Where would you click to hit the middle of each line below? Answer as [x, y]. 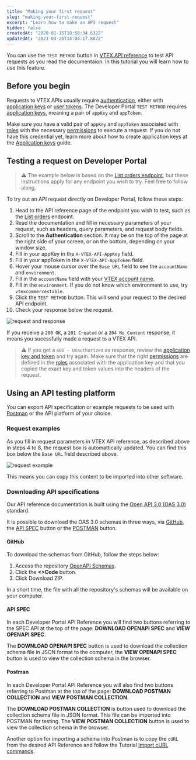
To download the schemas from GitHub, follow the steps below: [83, 555]
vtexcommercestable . [39, 291]
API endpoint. [32, 303]
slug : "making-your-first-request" [50, 17]
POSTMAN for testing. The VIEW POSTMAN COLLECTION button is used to [98, 721]
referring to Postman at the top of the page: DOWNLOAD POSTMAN [89, 691]
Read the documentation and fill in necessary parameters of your [93, 222]
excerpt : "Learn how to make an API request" [63, 22]
